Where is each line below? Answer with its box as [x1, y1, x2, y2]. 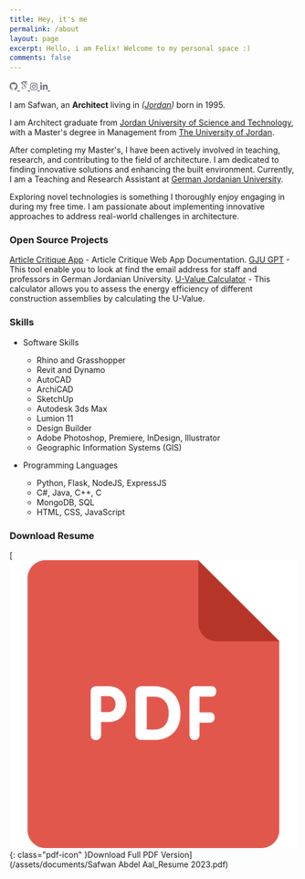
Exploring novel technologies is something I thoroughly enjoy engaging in [9, 192, 286, 203]
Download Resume [9, 529, 95, 542]
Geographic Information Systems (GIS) [36, 441, 183, 452]
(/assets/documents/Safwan [9, 859, 117, 870]
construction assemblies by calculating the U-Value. [9, 293, 205, 304]
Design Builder [36, 422, 92, 433]
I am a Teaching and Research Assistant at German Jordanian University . [9, 174, 284, 185]
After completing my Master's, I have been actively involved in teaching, [9, 144, 281, 155]
